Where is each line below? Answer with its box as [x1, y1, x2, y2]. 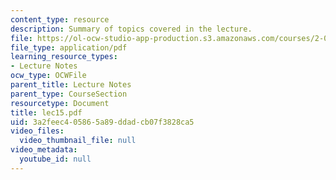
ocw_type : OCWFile [10, 71, 87, 81]
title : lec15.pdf [10, 107, 83, 118]
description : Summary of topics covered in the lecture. [10, 24, 253, 34]
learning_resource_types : [10, 52, 118, 62]
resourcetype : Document [10, 98, 110, 108]
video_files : [10, 126, 65, 136]
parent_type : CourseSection [10, 89, 128, 99]
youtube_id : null [19, 154, 92, 164]
